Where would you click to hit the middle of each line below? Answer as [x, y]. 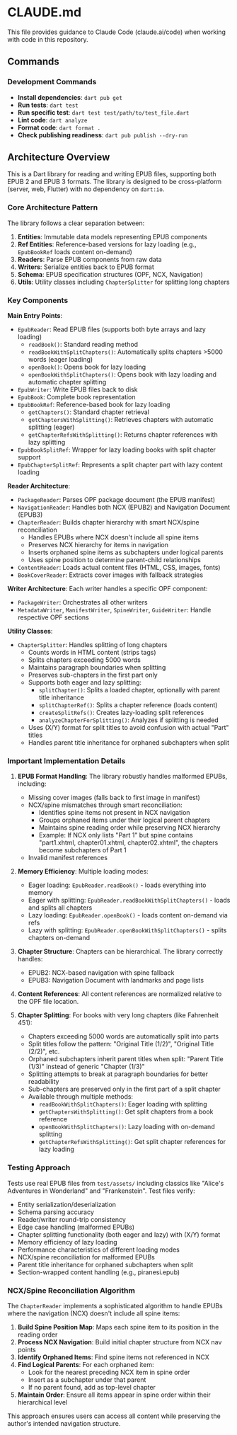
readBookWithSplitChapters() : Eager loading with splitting [123, 1104]
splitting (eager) [51, 427]
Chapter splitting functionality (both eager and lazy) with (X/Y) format [119, 1234]
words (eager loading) [60, 360]
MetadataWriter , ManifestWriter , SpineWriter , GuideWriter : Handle [114, 610]
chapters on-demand [59, 938]
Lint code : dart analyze [52, 120]
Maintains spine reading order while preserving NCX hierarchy [129, 828]
